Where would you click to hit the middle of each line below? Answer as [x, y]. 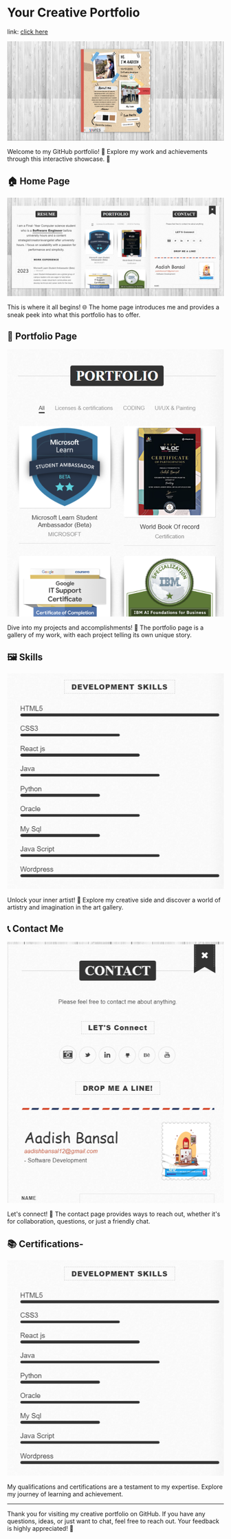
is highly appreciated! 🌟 [41, 1528]
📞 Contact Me [35, 929]
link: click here [27, 32]
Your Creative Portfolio [74, 13]
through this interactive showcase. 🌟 [59, 159]
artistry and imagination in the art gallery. [65, 907]
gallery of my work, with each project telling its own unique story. [100, 634]
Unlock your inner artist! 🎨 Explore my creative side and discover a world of [114, 900]
